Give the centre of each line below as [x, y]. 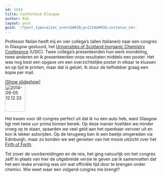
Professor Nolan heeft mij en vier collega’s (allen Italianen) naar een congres [81, 41]
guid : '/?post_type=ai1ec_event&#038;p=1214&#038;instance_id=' [71, 28]
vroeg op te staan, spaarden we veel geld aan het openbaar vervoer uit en [79, 129]
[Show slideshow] [23, 82]
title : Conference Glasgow [32, 14]
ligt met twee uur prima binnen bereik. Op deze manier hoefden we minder [79, 124]
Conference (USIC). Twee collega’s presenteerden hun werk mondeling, [77, 52]
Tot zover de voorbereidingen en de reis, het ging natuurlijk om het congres [80, 154]
